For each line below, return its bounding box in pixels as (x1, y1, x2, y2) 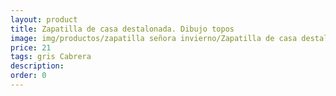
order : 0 (10, 71, 47, 81)
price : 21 (10, 42, 52, 53)
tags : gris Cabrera (10, 52, 92, 62)
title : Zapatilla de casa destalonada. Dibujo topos (10, 24, 235, 34)
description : (10, 61, 65, 71)
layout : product (10, 14, 78, 25)
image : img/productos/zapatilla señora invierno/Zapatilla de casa (10, 33, 298, 43)
